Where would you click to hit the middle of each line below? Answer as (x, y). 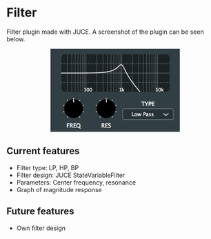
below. (16, 39)
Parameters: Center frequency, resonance (76, 182)
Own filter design (41, 228)
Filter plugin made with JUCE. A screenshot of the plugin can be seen (105, 32)
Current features (43, 151)
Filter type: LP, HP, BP (48, 167)
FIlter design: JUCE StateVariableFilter (71, 175)
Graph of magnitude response (59, 189)
